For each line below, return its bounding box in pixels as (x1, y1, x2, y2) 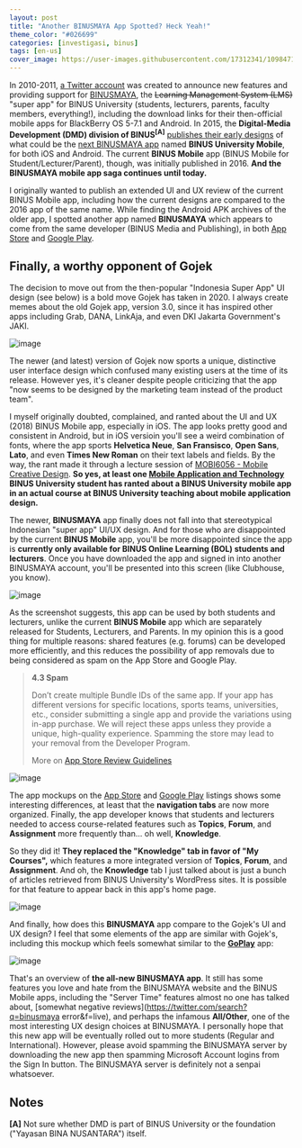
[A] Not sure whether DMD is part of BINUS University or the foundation (9, 1118, 276, 1130)
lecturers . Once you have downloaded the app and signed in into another (9, 553, 281, 564)
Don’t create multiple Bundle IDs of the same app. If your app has (31, 690, 274, 701)
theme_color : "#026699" (9, 30, 99, 39)
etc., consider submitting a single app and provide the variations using (31, 709, 292, 720)
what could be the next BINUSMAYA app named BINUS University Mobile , (9, 139, 285, 149)
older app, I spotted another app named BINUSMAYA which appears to (9, 213, 273, 224)
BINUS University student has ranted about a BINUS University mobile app (9, 478, 292, 489)
